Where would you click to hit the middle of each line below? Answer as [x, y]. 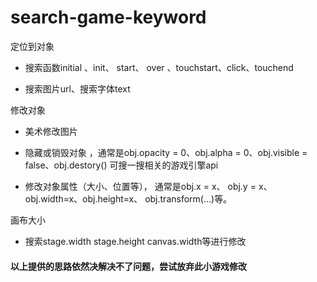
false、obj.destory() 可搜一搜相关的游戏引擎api [121, 165]
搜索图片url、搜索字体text [77, 88]
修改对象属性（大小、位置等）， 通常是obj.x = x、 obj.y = [140, 186]
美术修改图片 [51, 131]
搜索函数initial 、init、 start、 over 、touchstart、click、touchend [159, 67]
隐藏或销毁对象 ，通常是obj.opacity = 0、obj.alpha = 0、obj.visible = [166, 152]
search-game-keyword [108, 17]
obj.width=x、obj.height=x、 [83, 198]
